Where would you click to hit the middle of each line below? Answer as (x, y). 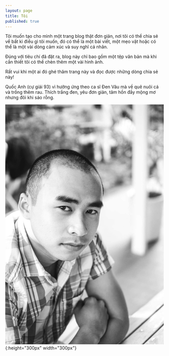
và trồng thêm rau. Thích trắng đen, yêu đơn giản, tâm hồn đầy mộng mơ (80, 92)
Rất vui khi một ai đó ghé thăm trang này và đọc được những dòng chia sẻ (82, 72)
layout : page (19, 11)
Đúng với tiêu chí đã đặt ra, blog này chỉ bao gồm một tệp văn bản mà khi (81, 57)
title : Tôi (17, 16)
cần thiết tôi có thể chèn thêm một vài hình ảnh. (55, 62)
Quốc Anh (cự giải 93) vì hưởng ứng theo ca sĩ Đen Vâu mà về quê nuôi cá (82, 87)
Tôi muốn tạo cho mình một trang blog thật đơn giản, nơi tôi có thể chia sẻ (82, 36)
